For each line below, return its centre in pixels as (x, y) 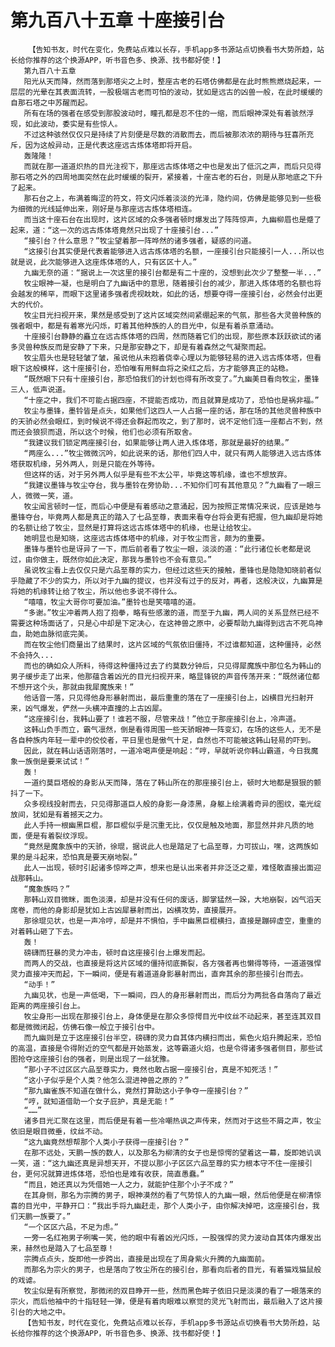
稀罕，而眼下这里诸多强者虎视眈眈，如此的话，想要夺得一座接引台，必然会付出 (177, 294)
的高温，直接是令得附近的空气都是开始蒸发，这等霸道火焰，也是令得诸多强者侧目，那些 (163, 1048)
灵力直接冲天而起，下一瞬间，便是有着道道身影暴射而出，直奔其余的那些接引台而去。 (159, 974)
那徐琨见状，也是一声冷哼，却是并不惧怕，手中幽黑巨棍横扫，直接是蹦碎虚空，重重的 (172, 921)
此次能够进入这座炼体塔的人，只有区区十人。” (118, 262)
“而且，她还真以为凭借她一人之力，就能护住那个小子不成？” (128, 1184)
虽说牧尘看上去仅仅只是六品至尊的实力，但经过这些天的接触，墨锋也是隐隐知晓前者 (169, 570)
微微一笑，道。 (51, 496)
